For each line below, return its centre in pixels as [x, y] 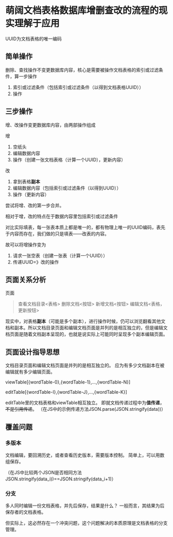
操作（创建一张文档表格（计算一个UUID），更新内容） [69, 160]
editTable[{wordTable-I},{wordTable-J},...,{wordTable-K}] [66, 392]
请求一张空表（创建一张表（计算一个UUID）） [60, 255]
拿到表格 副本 [26, 181]
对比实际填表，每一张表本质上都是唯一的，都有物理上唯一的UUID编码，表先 [85, 227]
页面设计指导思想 [32, 352]
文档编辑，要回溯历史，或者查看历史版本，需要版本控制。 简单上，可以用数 [85, 455]
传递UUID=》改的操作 [36, 262]
